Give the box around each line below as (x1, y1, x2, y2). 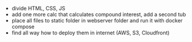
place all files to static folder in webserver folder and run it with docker (11, 17, 183, 24)
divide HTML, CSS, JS (11, 5, 66, 12)
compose (11, 23, 35, 30)
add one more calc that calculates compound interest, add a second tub (11, 11, 186, 18)
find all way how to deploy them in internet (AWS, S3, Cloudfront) (11, 29, 170, 36)
